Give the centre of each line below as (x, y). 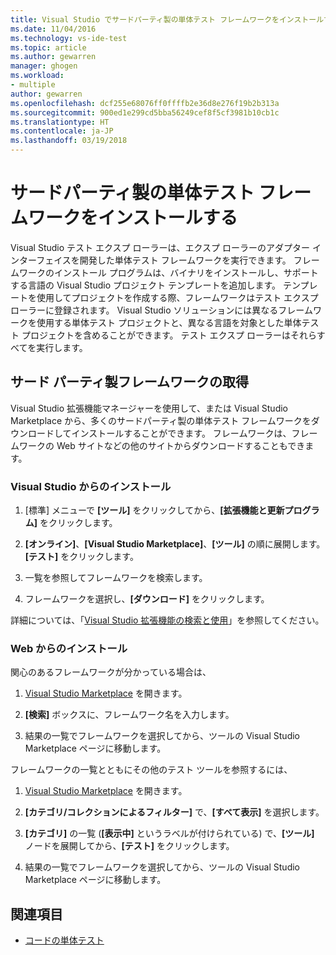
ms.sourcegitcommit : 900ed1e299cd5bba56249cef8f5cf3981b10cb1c (145, 112)
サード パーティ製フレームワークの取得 (130, 382)
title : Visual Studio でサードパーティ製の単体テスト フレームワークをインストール (167, 19)
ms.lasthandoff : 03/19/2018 (69, 141)
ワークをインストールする (133, 218)
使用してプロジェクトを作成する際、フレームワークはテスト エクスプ (177, 297)
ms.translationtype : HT (60, 122)
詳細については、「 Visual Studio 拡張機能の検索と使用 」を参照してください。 (167, 620)
